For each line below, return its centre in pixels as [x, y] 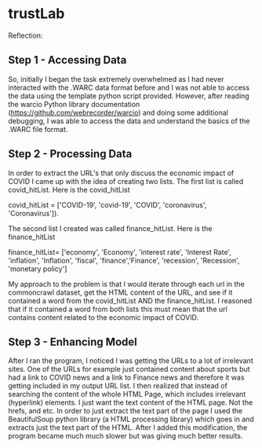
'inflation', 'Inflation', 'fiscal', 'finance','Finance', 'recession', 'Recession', [124, 260]
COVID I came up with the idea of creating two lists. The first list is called [126, 181]
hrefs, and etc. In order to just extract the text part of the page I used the [126, 411]
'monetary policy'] [38, 269]
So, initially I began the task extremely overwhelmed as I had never [116, 79]
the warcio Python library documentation [74, 104]
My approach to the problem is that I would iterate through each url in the [126, 284]
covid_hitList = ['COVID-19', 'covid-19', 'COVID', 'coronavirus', [107, 204]
